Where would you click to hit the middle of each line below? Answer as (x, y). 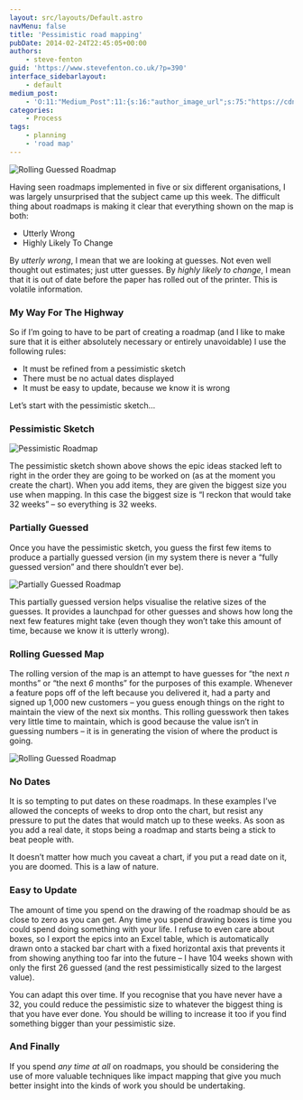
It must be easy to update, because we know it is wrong (126, 388)
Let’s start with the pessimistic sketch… (83, 406)
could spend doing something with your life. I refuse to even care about (142, 929)
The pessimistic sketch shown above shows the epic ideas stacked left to (146, 466)
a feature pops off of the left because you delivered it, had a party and (140, 693)
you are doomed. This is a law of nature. (84, 867)
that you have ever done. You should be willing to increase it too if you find (148, 1013)
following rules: (38, 351)
